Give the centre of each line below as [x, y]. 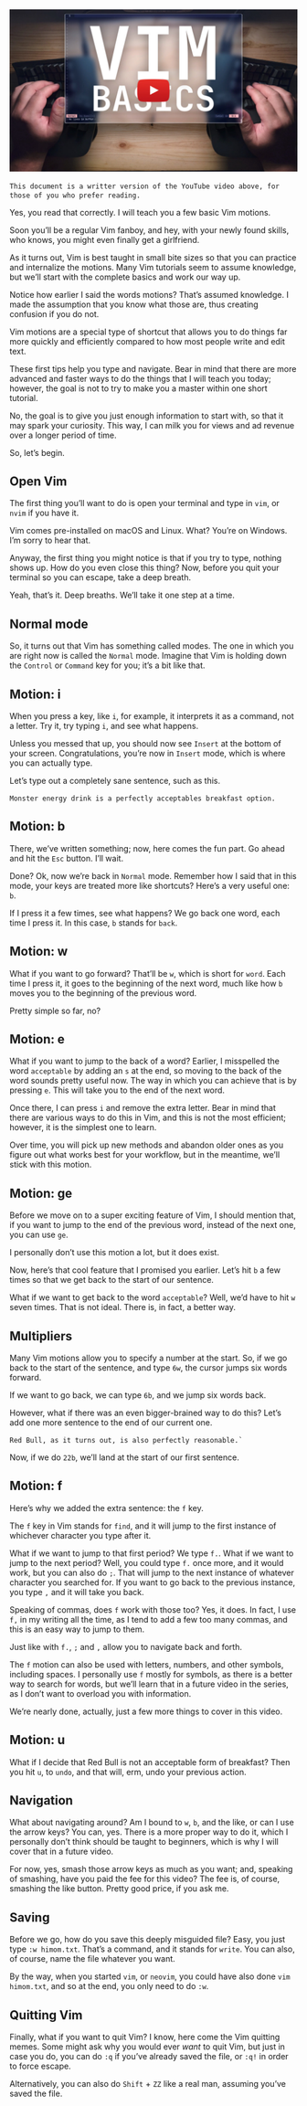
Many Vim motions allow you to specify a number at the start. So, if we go [148, 1358]
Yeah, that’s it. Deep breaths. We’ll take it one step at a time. [122, 595]
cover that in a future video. [62, 1852]
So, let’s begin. [37, 452]
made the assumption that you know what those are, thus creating [134, 304]
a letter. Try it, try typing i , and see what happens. [104, 725]
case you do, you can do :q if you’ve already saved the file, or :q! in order [149, 2057]
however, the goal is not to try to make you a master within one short [138, 388]
